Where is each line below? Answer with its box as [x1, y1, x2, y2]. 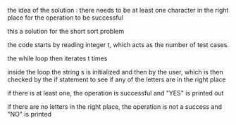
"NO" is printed [7, 110, 51, 118]
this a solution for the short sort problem [7, 27, 125, 35]
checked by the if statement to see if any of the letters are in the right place [7, 75, 226, 84]
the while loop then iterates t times [7, 54, 108, 63]
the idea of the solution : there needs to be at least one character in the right [7, 6, 229, 14]
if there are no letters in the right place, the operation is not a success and [7, 103, 223, 111]
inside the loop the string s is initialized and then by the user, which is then [7, 68, 223, 76]
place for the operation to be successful [7, 13, 123, 22]
